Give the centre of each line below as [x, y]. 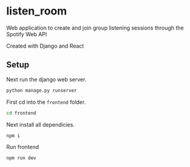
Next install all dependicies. [41, 124]
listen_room [37, 11]
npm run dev [21, 158]
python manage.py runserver [42, 90]
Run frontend [23, 147]
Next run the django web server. [46, 79]
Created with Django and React [45, 46]
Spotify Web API [27, 34]
